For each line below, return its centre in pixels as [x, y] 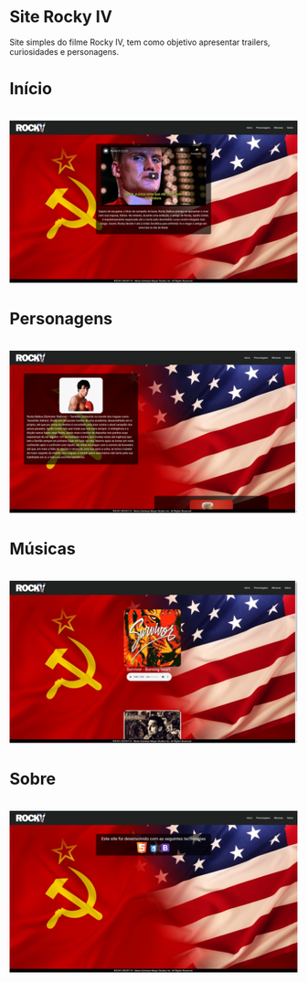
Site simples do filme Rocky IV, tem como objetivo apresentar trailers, [140, 42]
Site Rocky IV [61, 17]
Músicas [42, 549]
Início [31, 89]
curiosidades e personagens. [64, 51]
